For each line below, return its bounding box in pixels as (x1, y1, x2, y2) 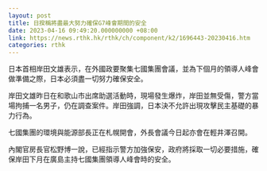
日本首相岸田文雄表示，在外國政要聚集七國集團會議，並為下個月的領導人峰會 (8, 64, 259, 74)
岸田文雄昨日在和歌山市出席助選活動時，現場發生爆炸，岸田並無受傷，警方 (8, 91, 252, 100)
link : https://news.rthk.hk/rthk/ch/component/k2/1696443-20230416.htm (8, 33, 250, 42)
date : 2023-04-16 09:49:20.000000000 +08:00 (8, 26, 158, 34)
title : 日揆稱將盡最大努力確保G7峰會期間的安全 (8, 19, 147, 27)
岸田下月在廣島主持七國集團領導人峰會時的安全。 (14, 154, 176, 164)
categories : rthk (8, 41, 66, 49)
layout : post (8, 11, 52, 20)
